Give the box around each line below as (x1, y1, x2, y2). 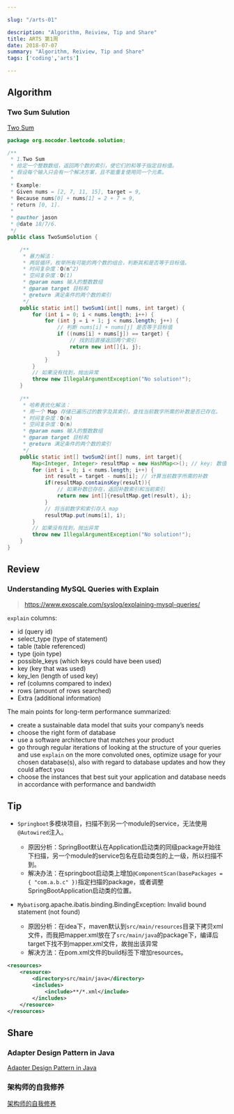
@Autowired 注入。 (17, 828, 68, 837)
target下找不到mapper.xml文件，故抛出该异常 (27, 940, 158, 948)
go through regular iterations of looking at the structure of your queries (17, 743, 221, 751)
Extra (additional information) (17, 694, 102, 702)
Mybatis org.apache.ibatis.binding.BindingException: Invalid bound (17, 900, 207, 909)
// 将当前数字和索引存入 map (44, 505, 118, 512)
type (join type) (17, 649, 62, 658)
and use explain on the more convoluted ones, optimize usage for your (17, 750, 221, 759)
